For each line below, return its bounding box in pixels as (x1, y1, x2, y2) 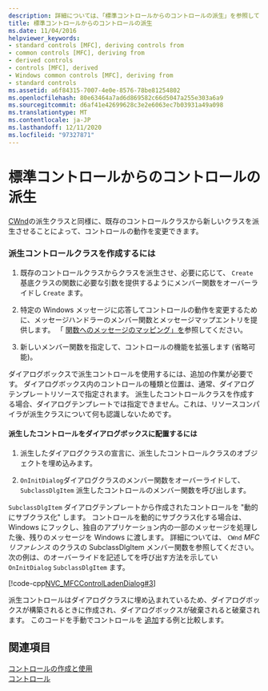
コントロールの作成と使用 (8, 663, 93, 673)
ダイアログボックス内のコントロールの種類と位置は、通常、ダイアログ (23, 378, 255, 389)
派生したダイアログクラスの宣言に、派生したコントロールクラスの (19, 448, 238, 458)
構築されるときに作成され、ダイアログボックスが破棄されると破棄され (29, 605, 261, 615)
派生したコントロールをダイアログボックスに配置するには (8, 429, 198, 438)
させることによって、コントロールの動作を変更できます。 (14, 226, 203, 236)
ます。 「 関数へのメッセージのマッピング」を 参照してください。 (34, 325, 248, 334)
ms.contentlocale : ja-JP (8, 116, 91, 124)
